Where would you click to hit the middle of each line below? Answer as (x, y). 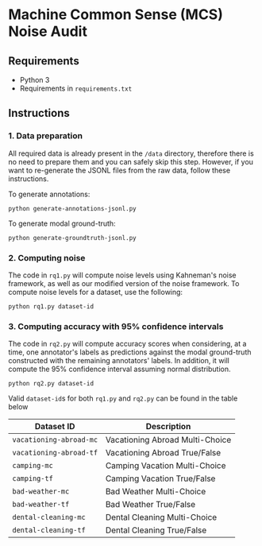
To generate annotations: (49, 194)
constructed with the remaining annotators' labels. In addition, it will (119, 361)
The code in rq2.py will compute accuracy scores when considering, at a (127, 344)
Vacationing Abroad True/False (163, 453)
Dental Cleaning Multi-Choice (161, 517)
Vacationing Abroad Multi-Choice (168, 440)
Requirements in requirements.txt (76, 88)
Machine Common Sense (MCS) (116, 15)
